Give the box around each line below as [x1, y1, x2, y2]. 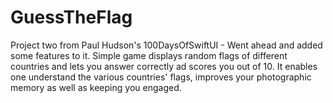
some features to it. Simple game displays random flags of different [10, 49, 288, 61]
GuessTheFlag [10, 6, 133, 29]
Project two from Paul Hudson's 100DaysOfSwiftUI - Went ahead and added [10, 39, 323, 51]
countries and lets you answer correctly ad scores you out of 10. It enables [10, 60, 318, 72]
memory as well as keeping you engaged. [10, 81, 182, 93]
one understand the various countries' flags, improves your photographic [10, 71, 312, 83]
